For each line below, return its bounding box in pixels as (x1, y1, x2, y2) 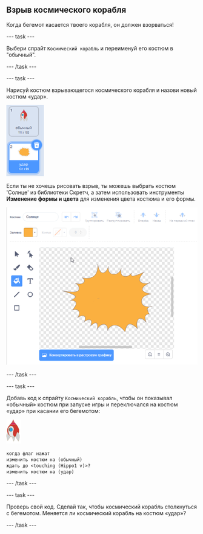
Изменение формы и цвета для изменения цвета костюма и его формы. (6, 195, 196, 203)
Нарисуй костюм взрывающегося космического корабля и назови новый (6, 86, 197, 94)
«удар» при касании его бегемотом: (6, 407, 101, 415)
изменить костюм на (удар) (6, 469, 75, 475)
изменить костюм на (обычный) (6, 457, 83, 463)
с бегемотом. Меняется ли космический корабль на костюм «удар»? (6, 510, 187, 517)
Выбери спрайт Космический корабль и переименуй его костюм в (6, 44, 174, 52)
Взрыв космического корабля (6, 5, 127, 15)
